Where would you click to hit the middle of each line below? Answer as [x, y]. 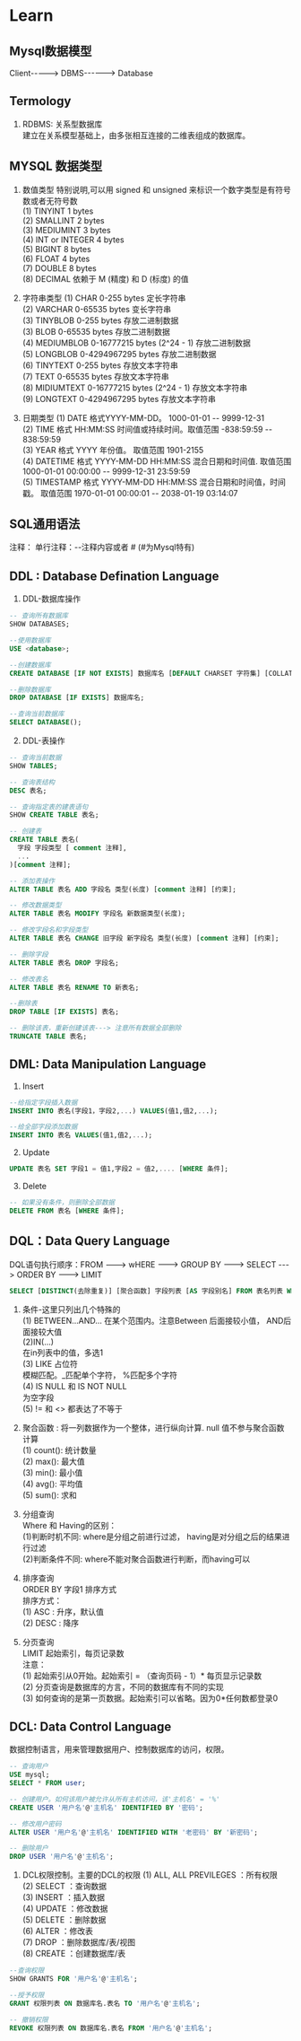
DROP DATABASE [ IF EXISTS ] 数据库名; [77, 698]
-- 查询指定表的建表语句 [49, 807]
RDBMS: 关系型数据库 [62, 124]
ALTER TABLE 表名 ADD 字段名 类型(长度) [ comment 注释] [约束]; [123, 889]
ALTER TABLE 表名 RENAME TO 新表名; [74, 987]
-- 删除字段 [29, 954]
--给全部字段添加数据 [43, 1127]
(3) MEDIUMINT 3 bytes [66, 230]
